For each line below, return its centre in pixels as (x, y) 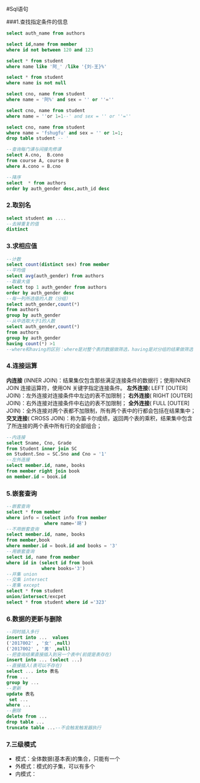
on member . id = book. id (36, 477)
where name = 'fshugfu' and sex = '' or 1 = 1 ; (65, 133)
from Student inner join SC (42, 449)
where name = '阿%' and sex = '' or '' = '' (60, 99)
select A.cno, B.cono (35, 155)
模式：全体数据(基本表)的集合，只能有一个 (68, 759)
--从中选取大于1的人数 (31, 321)
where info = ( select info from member (57, 517)
